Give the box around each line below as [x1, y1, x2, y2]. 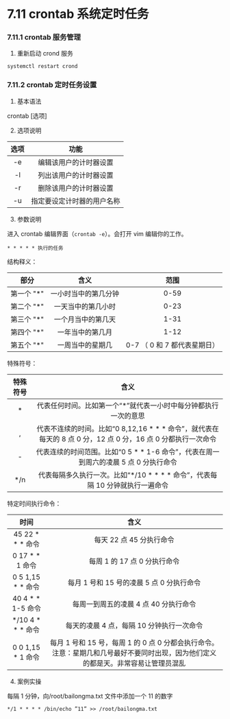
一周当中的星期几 [57, 340, 113, 350]
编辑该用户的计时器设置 [38, 157, 114, 167]
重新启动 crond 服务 [16, 49, 73, 58]
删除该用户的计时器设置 [38, 183, 114, 193]
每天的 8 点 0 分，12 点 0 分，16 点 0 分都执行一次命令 [38, 434, 217, 443]
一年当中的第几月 [57, 327, 113, 337]
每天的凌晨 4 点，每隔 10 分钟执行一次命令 [65, 620, 203, 630]
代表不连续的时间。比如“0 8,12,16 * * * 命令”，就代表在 [36, 423, 219, 433]
